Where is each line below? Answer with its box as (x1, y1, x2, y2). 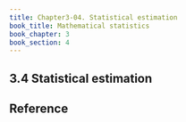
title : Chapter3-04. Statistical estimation (9, 12, 178, 22)
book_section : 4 (9, 37, 70, 47)
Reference (9, 102, 69, 117)
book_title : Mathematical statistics (9, 21, 150, 30)
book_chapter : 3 (9, 29, 70, 38)
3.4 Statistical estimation (9, 70, 153, 85)
